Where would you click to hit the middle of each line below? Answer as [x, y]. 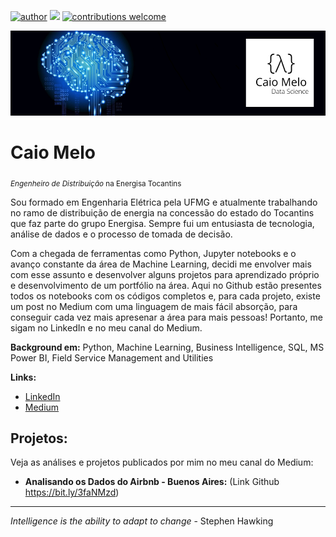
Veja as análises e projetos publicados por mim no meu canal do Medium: [162, 462]
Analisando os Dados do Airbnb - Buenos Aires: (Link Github [152, 482]
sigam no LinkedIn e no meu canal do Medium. [106, 327]
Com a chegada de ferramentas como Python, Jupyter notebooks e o [153, 253]
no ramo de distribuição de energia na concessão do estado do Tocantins [162, 212]
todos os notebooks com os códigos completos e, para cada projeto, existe [165, 296]
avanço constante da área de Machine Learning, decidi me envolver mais [161, 264]
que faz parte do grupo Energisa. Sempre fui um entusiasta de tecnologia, [162, 223]
